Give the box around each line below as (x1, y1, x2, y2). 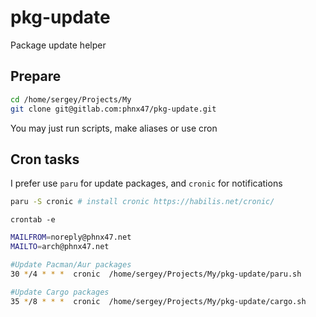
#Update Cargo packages (10, 287, 110, 297)
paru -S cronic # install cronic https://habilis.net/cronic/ (10, 197, 275, 207)
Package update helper (10, 39, 107, 51)
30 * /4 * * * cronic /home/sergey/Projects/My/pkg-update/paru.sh (10, 269, 302, 279)
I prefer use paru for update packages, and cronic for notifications (10, 177, 283, 190)
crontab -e (10, 215, 56, 225)
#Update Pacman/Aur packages (10, 259, 132, 270)
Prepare (10, 68, 62, 85)
